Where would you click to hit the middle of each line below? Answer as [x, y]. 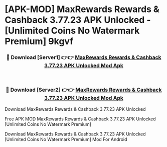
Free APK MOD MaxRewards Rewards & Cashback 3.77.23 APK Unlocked [80, 119]
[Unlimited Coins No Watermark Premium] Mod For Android [66, 139]
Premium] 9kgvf [39, 42]
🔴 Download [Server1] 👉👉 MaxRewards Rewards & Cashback [84, 57]
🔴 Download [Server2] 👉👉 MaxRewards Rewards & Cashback [84, 90]
